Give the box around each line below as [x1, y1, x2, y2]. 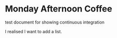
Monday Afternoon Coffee [5, 3, 113, 14]
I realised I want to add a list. [5, 28, 62, 34]
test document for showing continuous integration [5, 19, 105, 25]
